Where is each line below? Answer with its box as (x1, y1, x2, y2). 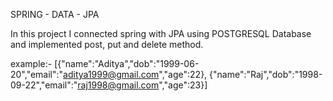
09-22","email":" (10, 79, 78, 91)
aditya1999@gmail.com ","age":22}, (63, 69, 208, 80)
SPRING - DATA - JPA (10, 9, 100, 20)
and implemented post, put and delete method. (10, 39, 204, 50)
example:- (10, 58, 53, 69)
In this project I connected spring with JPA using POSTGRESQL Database (10, 28, 312, 39)
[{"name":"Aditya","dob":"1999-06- (54, 58, 200, 69)
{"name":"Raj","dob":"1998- (209, 69, 323, 80)
